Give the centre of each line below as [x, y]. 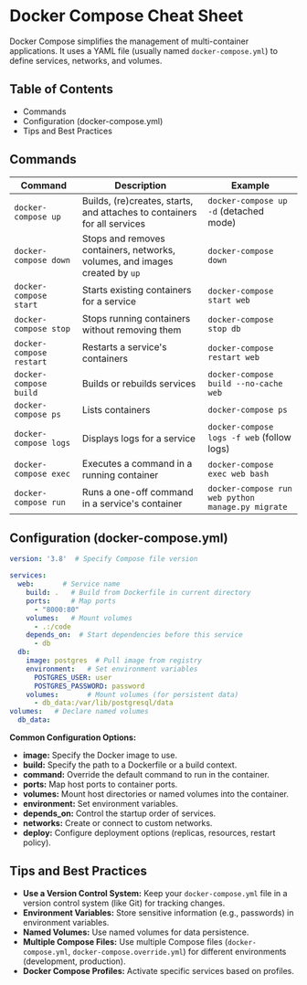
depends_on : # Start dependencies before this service [135, 635]
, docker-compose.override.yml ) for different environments [177, 951]
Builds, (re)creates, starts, [138, 200]
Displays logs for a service [139, 438]
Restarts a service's [124, 346]
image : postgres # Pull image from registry [114, 661]
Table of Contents [62, 89]
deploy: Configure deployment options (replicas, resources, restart [149, 833]
